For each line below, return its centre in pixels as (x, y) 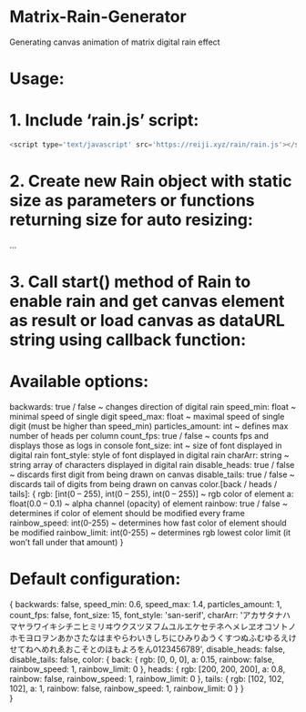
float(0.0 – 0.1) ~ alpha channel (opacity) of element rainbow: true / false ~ (149, 503)
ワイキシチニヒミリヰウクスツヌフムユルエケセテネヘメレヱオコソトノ (165, 626)
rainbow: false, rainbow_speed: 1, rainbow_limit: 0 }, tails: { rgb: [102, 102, (147, 678)
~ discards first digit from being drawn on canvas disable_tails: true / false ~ (153, 474)
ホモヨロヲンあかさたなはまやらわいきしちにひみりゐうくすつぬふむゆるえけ (153, 637)
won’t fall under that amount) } (66, 542)
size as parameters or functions (132, 201)
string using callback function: (128, 340)
